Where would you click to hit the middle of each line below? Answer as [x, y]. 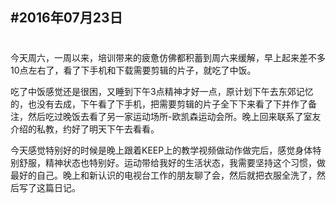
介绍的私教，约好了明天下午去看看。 [85, 129]
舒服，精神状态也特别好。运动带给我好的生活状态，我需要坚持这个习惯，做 [172, 162]
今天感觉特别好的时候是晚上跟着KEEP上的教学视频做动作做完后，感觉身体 [161, 150]
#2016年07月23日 [66, 18]
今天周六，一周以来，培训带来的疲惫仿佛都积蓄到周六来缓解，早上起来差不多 [168, 57]
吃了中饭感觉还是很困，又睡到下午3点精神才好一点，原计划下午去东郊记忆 [162, 91]
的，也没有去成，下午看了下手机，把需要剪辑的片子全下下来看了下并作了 [159, 104]
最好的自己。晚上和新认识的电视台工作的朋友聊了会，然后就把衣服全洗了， [163, 175]
